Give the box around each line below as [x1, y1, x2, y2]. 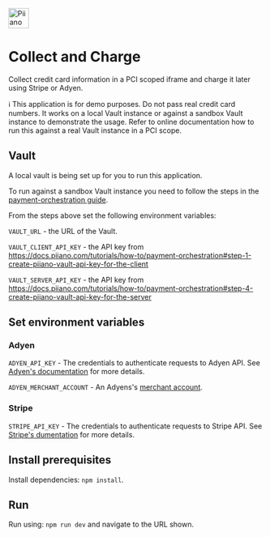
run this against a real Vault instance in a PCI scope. [8, 126, 182, 135]
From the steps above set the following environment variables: [8, 211, 216, 220]
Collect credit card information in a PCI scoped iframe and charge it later [8, 74, 251, 84]
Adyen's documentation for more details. [8, 367, 145, 377]
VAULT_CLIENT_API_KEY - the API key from [8, 241, 144, 251]
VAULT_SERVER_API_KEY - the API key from [8, 275, 144, 284]
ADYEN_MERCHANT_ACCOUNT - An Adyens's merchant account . [8, 382, 203, 392]
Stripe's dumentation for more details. [8, 429, 135, 439]
